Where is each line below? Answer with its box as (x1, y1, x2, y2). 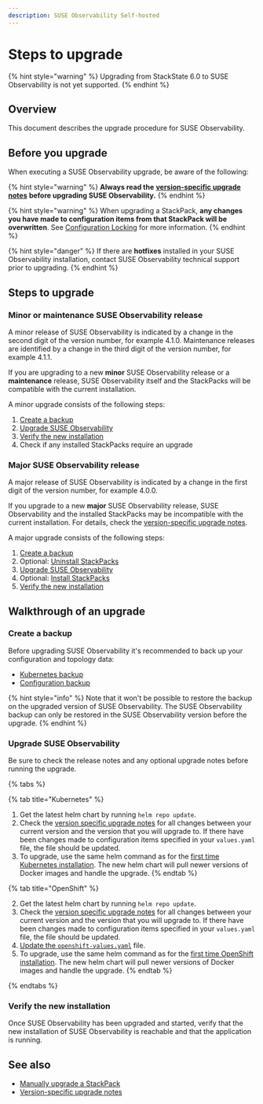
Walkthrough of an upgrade (8, 604, 145, 618)
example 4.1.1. (8, 352, 53, 362)
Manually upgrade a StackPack (19, 1079, 121, 1088)
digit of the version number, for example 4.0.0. (8, 486, 159, 496)
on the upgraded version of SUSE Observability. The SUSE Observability (8, 701, 243, 711)
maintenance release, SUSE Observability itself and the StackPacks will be (8, 375, 251, 386)
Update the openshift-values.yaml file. (19, 941, 146, 951)
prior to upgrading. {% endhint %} (8, 263, 119, 272)
